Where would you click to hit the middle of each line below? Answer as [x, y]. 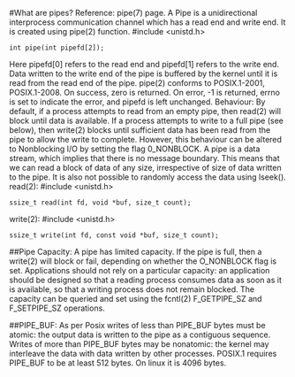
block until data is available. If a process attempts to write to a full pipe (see [147, 120]
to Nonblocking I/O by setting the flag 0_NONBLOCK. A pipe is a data [135, 149]
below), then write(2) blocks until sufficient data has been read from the [140, 130]
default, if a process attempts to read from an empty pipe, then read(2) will [145, 111]
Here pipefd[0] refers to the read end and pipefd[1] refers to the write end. [144, 64]
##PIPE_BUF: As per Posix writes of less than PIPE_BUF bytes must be [138, 325]
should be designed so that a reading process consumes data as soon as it [146, 280]
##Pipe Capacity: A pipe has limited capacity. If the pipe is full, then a [136, 252]
